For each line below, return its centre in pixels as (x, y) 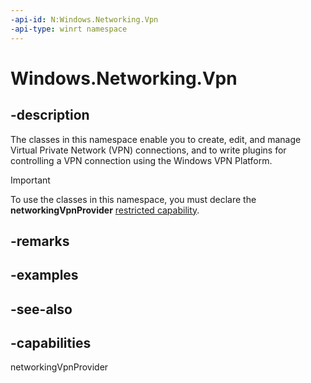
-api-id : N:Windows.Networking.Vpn (84, 19)
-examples (44, 275)
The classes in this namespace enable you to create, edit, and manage (156, 139)
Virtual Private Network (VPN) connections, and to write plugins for (148, 150)
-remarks (40, 241)
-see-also (41, 309)
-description (50, 115)
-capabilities (51, 343)
